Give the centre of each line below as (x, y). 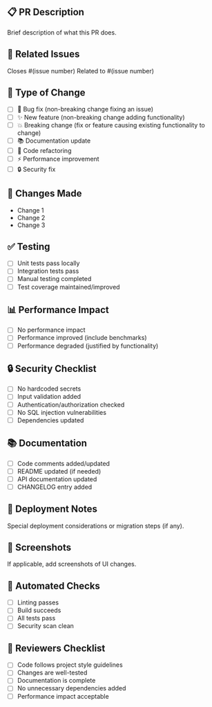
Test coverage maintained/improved (68, 287)
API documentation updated (57, 479)
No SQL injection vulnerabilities (62, 412)
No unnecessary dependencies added (71, 688)
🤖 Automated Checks (54, 585)
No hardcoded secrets (49, 389)
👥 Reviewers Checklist (56, 648)
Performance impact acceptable (63, 696)
